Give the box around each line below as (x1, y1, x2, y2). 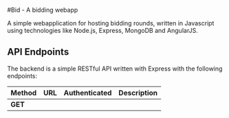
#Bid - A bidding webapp (7, 6, 78, 14)
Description (118, 88, 158, 97)
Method (10, 88, 37, 97)
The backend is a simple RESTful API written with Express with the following (7, 64, 223, 73)
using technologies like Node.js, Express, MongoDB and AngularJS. (7, 27, 198, 34)
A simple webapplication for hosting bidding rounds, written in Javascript (7, 19, 215, 27)
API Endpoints (7, 46, 69, 58)
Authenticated (63, 88, 112, 97)
